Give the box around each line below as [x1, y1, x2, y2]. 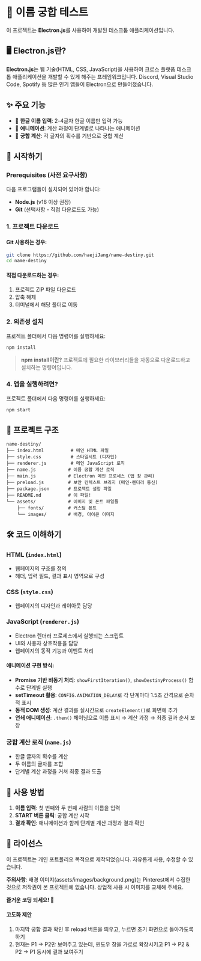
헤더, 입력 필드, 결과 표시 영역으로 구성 [14, 573, 105, 580]
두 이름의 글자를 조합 [14, 760, 64, 767]
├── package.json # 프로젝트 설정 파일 [6, 486, 112, 492]
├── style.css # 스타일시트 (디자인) [6, 454, 118, 460]
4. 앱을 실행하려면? [6, 380, 58, 388]
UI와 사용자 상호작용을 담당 [14, 639, 79, 646]
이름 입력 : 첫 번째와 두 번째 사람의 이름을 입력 [14, 804, 121, 812]
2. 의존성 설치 [6, 318, 44, 326]
